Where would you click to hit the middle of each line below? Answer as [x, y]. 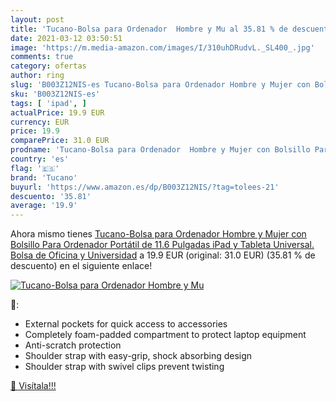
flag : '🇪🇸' [35, 168]
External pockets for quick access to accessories [126, 324]
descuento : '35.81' [51, 196]
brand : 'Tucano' [44, 177]
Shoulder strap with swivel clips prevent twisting [124, 367]
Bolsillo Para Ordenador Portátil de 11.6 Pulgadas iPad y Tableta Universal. [162, 245]
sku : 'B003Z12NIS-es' [55, 94]
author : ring [37, 76]
